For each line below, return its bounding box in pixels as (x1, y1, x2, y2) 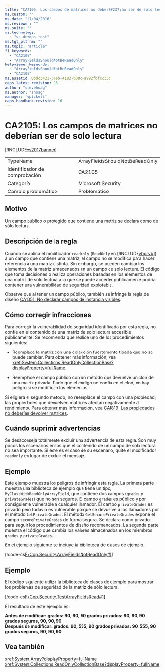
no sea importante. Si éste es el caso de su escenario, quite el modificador (5, 448, 156, 453)
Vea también (5, 643, 45, 651)
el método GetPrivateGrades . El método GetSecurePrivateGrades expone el (5, 512, 155, 517)
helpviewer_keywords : (5, 62, 50, 67)
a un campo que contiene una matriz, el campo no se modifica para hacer (5, 256, 155, 261)
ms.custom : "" (5, 12, 34, 17)
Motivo (5, 205, 27, 213)
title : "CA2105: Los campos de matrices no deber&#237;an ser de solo (5, 7, 153, 12)
